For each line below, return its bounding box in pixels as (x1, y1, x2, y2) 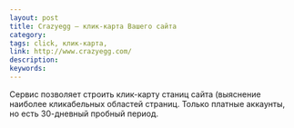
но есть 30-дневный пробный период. (9, 108, 159, 119)
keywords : (9, 64, 47, 74)
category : (9, 30, 47, 39)
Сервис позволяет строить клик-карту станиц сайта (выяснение (9, 88, 261, 100)
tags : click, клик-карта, (9, 38, 107, 48)
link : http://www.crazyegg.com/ (9, 47, 132, 56)
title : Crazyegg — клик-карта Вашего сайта (9, 22, 177, 31)
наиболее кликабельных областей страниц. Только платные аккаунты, (9, 98, 286, 109)
